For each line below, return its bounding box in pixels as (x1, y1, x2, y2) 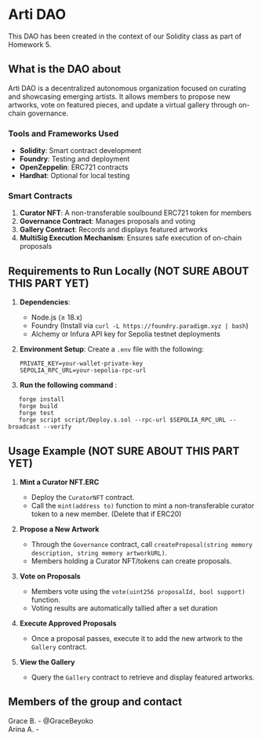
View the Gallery (19, 657, 75, 666)
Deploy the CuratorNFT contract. (31, 492, 135, 501)
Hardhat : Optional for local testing (19, 171, 130, 180)
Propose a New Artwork (19, 524, 100, 534)
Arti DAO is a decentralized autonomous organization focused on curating (8, 83, 246, 93)
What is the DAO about (8, 63, 122, 76)
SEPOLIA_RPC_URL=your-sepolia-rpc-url (19, 366, 147, 374)
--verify (42, 423, 72, 431)
